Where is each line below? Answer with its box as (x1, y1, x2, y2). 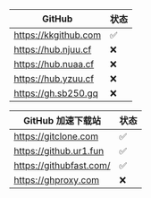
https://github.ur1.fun (13, 145, 105, 157)
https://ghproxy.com (13, 174, 100, 186)
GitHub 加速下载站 (23, 115, 101, 126)
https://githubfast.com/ (13, 159, 111, 171)
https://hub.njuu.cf (13, 44, 92, 56)
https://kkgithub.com (13, 29, 101, 41)
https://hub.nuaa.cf (13, 58, 95, 70)
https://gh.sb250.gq (13, 87, 98, 99)
